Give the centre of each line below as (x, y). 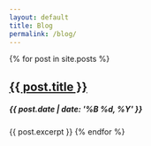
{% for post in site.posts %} (60, 59)
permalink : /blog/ (43, 34)
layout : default (39, 17)
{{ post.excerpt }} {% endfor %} (67, 131)
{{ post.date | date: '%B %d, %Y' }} (76, 109)
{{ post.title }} (49, 86)
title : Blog (31, 26)
